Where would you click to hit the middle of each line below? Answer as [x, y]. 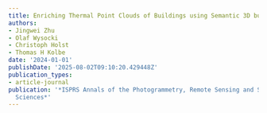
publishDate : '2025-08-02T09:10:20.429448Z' [83, 68]
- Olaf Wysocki [33, 38]
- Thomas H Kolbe [37, 53]
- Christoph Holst [39, 45]
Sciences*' [33, 97]
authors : [23, 23]
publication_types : [41, 75]
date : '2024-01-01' [41, 60]
